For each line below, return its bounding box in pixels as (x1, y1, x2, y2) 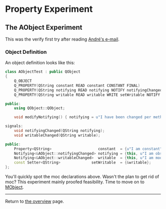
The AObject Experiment (5, 23, 83, 32)
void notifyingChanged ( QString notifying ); (14, 128, 105, 133)
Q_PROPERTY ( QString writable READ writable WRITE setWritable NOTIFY (14, 92, 161, 97)
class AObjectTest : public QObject (5, 69, 81, 75)
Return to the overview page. (5, 199, 64, 205)
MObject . (5, 184, 24, 190)
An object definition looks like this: (5, 60, 75, 66)
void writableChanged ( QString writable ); (14, 132, 100, 138)
